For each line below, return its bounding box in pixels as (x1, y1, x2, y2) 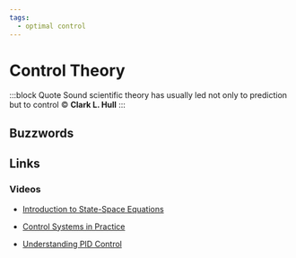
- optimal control (17, 22, 87, 31)
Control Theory (9, 60, 126, 81)
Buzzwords (9, 125, 74, 140)
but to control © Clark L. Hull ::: (9, 100, 126, 111)
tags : (9, 13, 30, 22)
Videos (9, 183, 41, 196)
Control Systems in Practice (22, 221, 126, 232)
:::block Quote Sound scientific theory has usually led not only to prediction (9, 90, 288, 101)
